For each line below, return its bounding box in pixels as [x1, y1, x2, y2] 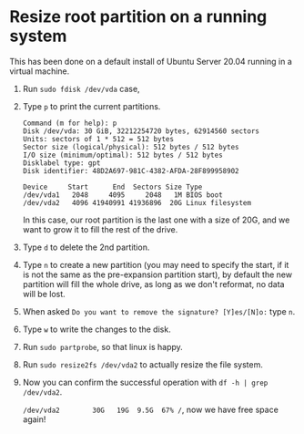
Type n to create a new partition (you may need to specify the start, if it [22, 259, 289, 270]
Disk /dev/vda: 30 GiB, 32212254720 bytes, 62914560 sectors [22, 126, 260, 136]
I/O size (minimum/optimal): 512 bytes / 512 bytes [22, 150, 223, 160]
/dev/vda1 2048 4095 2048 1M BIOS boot [22, 190, 223, 200]
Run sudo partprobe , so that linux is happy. [22, 341, 184, 352]
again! [22, 413, 46, 425]
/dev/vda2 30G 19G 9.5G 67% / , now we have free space [22, 404, 279, 415]
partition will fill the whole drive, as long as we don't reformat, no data [22, 278, 285, 289]
